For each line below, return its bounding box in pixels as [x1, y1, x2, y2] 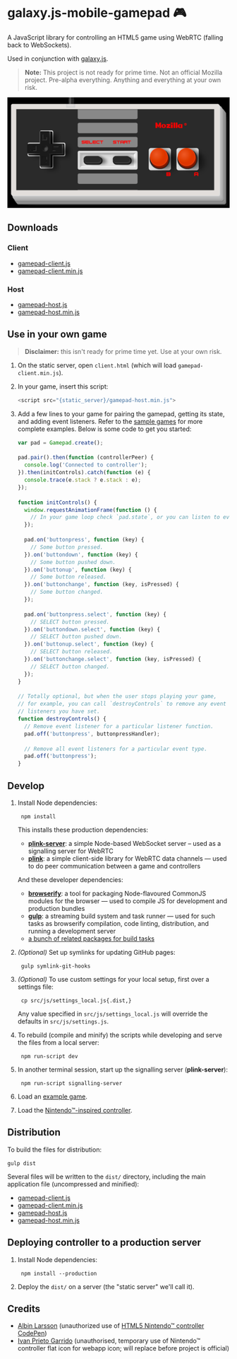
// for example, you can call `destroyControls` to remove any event [17, 701, 227, 708]
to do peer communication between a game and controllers [28, 861, 201, 870]
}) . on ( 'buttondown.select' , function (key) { [24, 626, 161, 633]
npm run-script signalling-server [20, 1079, 123, 1086]
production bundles [28, 904, 85, 912]
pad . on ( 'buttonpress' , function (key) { [24, 537, 145, 544]
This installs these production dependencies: [17, 825, 149, 834]
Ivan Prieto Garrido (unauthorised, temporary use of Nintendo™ [17, 1336, 201, 1345]
